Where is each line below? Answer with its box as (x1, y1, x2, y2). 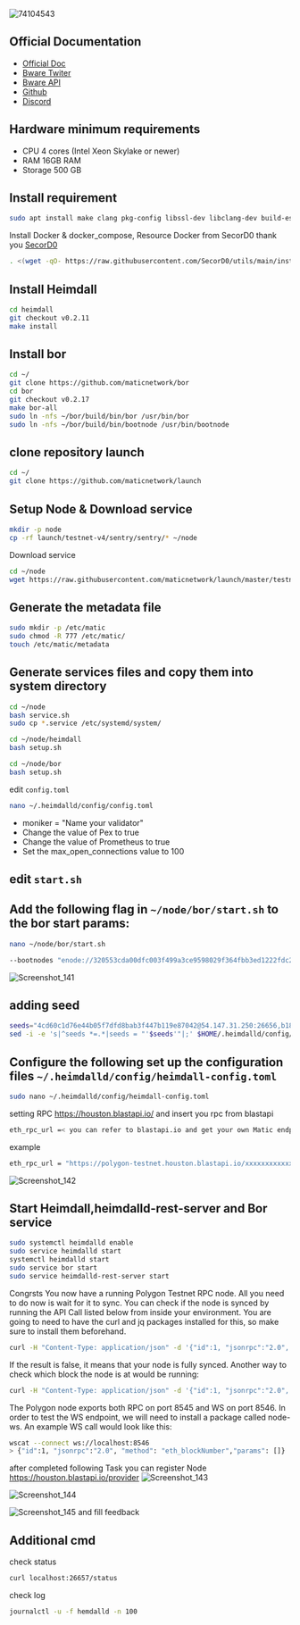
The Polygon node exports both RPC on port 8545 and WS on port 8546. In (9, 1402, 286, 1412)
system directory (9, 679, 107, 694)
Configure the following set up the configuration (9, 1054, 284, 1070)
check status (9, 1556, 57, 1567)
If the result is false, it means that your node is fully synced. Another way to (9, 1359, 287, 1370)
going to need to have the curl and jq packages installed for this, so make (9, 1316, 279, 1327)
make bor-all (9, 403, 58, 412)
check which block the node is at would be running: (9, 1369, 199, 1379)
